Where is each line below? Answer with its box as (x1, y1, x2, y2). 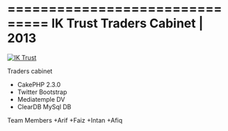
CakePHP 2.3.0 (17, 80, 61, 88)
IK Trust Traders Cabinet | (51, 15, 204, 31)
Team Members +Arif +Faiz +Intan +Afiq (7, 116, 123, 124)
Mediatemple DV (17, 95, 65, 103)
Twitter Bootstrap (17, 88, 67, 96)
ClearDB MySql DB (17, 102, 72, 111)
